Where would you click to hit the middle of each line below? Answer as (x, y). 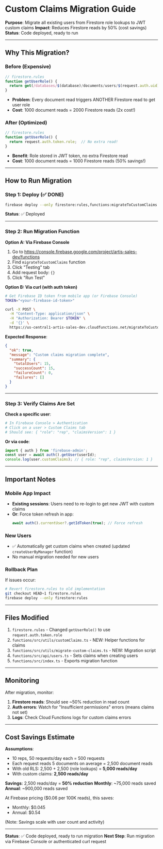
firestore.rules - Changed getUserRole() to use (61, 630)
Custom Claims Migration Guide (71, 9)
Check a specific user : (28, 414)
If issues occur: (20, 580)
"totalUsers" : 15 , (32, 364)
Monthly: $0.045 (29, 808)
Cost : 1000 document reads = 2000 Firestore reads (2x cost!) (74, 110)
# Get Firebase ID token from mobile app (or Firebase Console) (71, 296)
